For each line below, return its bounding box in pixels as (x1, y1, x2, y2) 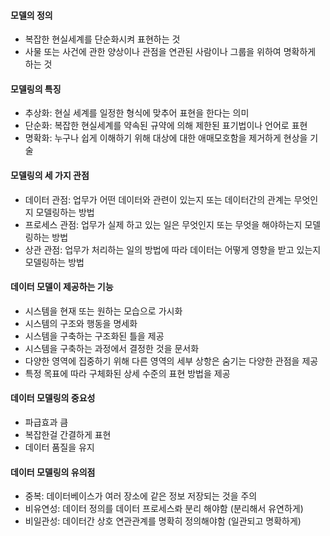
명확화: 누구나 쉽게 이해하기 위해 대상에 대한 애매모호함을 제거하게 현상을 (24, 132, 308, 144)
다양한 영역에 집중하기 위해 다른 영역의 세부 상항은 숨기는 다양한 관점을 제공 (24, 355, 319, 367)
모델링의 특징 (10, 83, 62, 95)
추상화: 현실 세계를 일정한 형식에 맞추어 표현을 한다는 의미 (24, 107, 250, 119)
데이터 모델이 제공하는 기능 (10, 281, 114, 293)
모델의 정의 (10, 9, 53, 21)
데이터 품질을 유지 (24, 441, 95, 454)
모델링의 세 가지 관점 (10, 170, 90, 181)
